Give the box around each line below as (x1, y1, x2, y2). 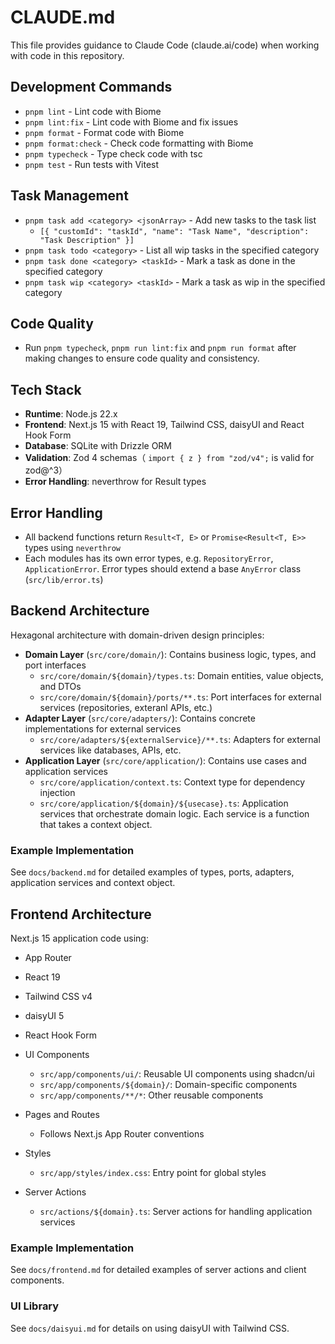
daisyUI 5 (24, 1009, 65, 1021)
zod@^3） (24, 464, 68, 476)
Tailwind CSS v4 (24, 990, 93, 1002)
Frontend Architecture (10, 906, 152, 923)
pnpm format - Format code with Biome (24, 126, 185, 138)
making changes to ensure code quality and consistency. (24, 352, 260, 365)
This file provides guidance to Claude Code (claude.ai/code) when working (10, 39, 320, 51)
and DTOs (39, 680, 82, 692)
